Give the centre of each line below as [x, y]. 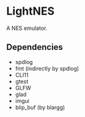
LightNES [31, 11]
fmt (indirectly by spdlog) [47, 68]
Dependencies [35, 47]
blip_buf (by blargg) [40, 107]
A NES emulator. [27, 28]
